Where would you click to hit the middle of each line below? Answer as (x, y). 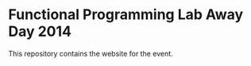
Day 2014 (40, 31)
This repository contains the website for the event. (91, 53)
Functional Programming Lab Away (126, 15)
